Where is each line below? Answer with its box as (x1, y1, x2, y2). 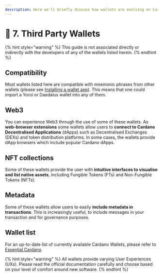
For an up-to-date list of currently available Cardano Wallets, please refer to (5, 241, 156, 247)
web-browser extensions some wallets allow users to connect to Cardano (5, 124, 155, 130)
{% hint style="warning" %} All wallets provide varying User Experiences (5, 256, 151, 262)
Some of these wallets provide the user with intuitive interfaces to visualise (5, 166, 158, 172)
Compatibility (5, 69, 47, 77)
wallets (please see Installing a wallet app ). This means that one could (5, 87, 145, 92)
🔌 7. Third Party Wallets (5, 28, 100, 39)
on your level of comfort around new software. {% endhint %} (5, 266, 129, 272)
